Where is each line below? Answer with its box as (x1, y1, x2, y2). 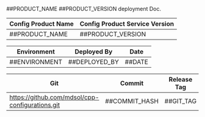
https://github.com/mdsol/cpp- (9, 93, 99, 101)
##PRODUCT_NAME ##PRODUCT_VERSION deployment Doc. (6, 5, 162, 12)
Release (168, 76, 193, 83)
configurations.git (9, 101, 60, 109)
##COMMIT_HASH (105, 97, 159, 105)
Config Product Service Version (79, 19, 174, 28)
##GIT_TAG (164, 97, 197, 105)
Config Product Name (9, 19, 74, 28)
